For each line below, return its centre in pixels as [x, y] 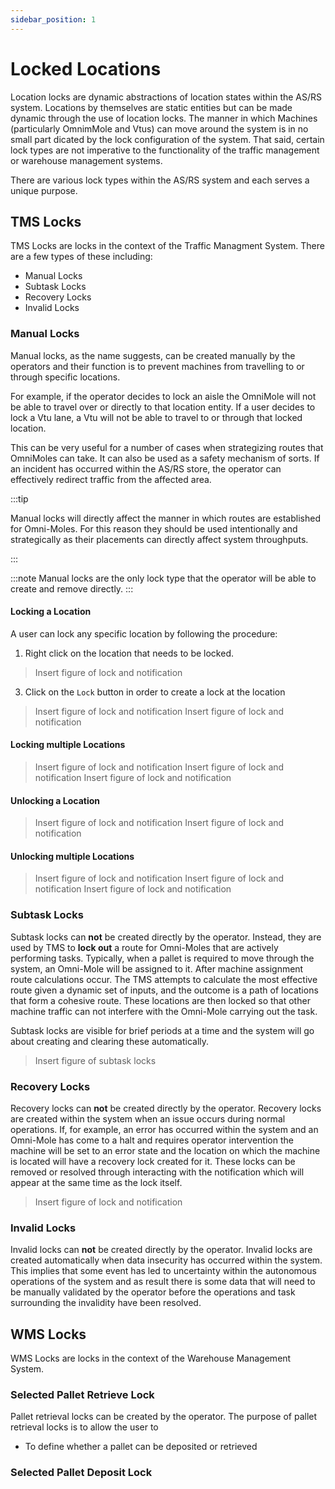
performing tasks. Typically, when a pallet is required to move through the [162, 958]
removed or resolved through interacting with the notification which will [157, 1172]
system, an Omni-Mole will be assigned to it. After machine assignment [157, 968]
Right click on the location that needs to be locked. [129, 653]
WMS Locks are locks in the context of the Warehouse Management [151, 1358]
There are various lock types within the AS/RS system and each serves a [160, 180]
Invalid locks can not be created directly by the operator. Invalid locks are [161, 1250]
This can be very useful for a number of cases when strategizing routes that [167, 447]
